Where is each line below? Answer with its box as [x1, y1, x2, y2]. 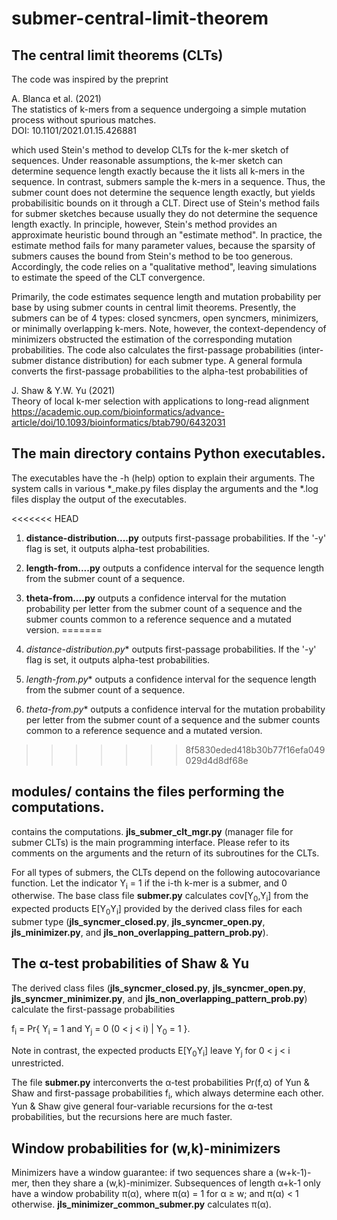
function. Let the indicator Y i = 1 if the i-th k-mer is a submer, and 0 [11, 877, 288, 891]
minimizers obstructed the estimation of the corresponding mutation [11, 333, 293, 345]
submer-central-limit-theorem [11, 7, 269, 30]
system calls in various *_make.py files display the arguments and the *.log [11, 482, 319, 494]
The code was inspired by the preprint [11, 73, 169, 85]
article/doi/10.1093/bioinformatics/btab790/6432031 [11, 417, 226, 428]
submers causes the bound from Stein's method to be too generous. [11, 250, 294, 262]
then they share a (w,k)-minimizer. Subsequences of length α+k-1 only [31, 1177, 321, 1189]
